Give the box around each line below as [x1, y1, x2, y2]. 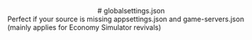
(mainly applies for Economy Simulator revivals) [7, 23, 162, 32]
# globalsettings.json [97, 6, 166, 15]
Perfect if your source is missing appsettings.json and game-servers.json [7, 14, 245, 24]
